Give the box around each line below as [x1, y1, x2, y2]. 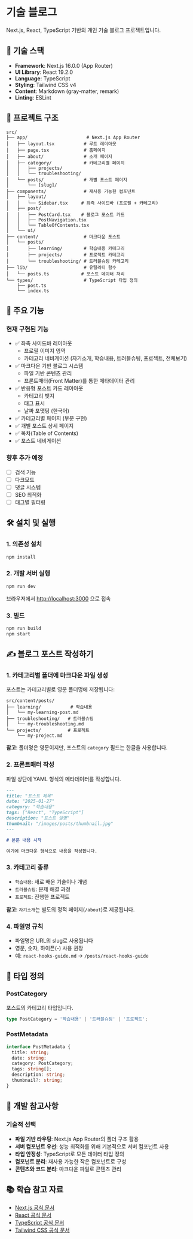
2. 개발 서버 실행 [6, 569, 51, 578]
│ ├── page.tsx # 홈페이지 [6, 147, 106, 153]
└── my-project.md [17, 733, 63, 739]
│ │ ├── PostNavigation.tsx [6, 217, 87, 223]
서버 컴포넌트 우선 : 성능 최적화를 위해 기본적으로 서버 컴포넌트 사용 [14, 1142, 169, 1150]
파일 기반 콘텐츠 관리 [23, 370, 72, 377]
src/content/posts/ [6, 698, 55, 704]
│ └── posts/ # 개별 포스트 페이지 [6, 176, 127, 183]
